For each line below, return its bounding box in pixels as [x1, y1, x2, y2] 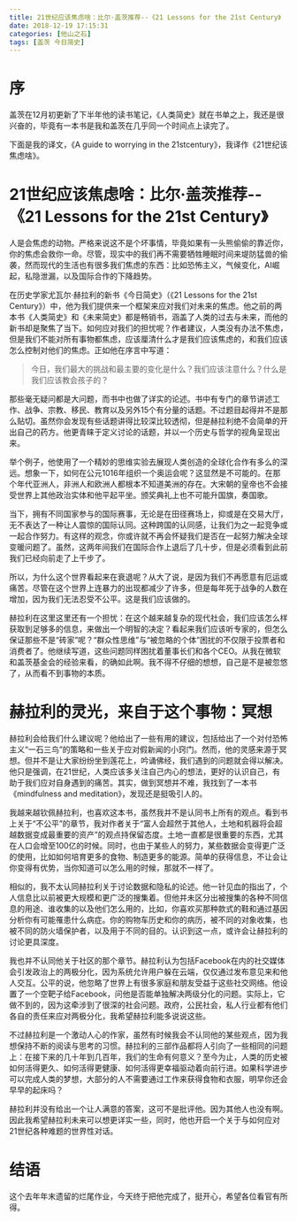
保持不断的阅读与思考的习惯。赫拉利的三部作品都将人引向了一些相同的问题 [16, 1041, 288, 1051]
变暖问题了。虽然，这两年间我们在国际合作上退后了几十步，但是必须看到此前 [9, 541, 288, 553]
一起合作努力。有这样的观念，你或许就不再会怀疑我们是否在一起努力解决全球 [9, 531, 288, 541]
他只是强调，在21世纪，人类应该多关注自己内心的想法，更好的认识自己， [9, 766, 273, 777]
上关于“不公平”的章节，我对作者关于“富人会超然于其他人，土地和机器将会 [9, 818, 276, 829]
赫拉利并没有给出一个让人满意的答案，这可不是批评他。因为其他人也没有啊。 [9, 1103, 288, 1115]
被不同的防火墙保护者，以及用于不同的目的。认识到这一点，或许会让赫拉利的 [9, 925, 288, 936]
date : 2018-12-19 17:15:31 [9, 21, 109, 30]
